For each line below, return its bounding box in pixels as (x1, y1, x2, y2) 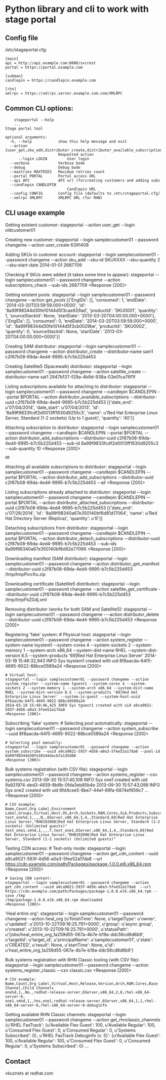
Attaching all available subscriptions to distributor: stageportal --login (5, 464, 147, 470)
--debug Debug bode (9, 165, 81, 170)
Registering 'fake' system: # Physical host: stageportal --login (5, 631, 131, 637)
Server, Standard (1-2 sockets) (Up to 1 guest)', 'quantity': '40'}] (5, 415, 134, 421)
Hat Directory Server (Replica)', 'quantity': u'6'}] (5, 515, 103, 521)
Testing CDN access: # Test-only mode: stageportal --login (5, 845, 126, 851)
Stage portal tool (5, 126, 43, 131)
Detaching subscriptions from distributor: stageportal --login (5, 525, 128, 531)
